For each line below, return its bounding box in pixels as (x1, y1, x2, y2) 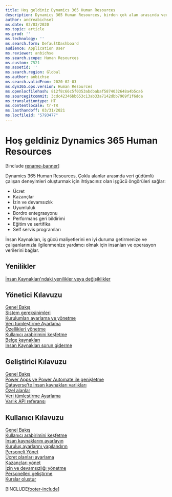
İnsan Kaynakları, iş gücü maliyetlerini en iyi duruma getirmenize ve (5, 236, 147, 242)
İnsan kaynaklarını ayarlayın (5, 438, 64, 444)
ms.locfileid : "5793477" (5, 113, 58, 118)
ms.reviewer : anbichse (5, 50, 54, 56)
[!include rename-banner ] (5, 162, 60, 169)
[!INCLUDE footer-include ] (5, 486, 60, 492)
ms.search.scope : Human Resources (5, 55, 79, 61)
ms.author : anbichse (5, 75, 50, 80)
